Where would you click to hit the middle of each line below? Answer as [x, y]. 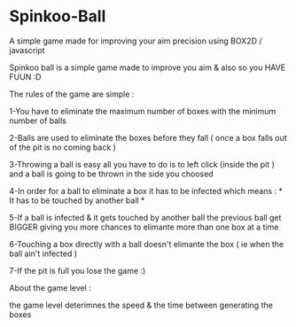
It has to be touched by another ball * [77, 200]
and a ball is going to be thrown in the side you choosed [112, 174]
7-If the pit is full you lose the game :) [78, 270]
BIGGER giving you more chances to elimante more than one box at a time [144, 227]
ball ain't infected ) [43, 253]
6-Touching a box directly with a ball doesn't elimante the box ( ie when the [147, 244]
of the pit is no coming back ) [63, 147]
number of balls [38, 121]
